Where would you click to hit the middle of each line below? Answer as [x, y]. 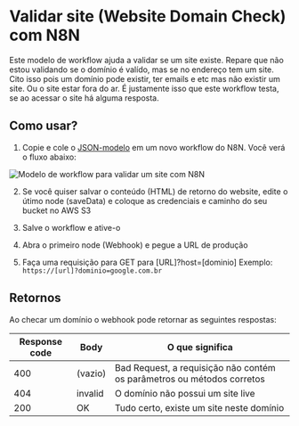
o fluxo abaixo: [49, 157]
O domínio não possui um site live [185, 393]
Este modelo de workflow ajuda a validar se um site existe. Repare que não [147, 60]
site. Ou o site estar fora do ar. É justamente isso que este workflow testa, [144, 88]
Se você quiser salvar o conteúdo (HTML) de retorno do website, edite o [155, 191]
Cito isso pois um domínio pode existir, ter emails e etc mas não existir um [145, 78]
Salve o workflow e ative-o [71, 227]
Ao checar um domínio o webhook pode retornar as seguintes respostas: [143, 319]
